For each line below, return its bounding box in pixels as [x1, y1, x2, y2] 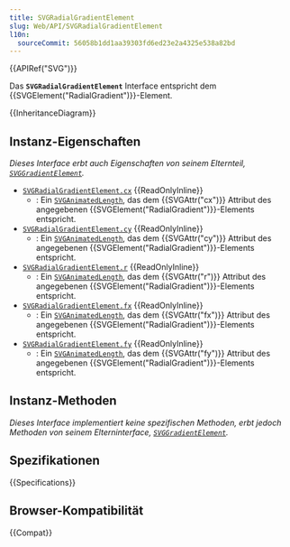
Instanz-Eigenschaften [9, 134, 141, 149]
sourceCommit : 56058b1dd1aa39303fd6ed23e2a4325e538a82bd [17, 38, 236, 48]
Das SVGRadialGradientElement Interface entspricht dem [9, 80, 217, 91]
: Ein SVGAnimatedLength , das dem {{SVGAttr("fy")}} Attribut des [35, 348, 271, 359]
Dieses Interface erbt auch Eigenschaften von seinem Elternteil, [9, 158, 246, 169]
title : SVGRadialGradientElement [9, 13, 135, 23]
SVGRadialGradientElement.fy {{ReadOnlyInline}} [22, 338, 204, 349]
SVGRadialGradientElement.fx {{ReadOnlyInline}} [22, 300, 204, 311]
